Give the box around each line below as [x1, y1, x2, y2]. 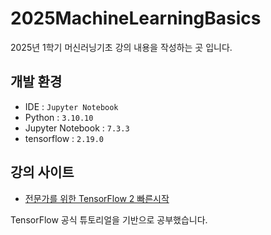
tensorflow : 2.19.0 [24, 132, 104, 144]
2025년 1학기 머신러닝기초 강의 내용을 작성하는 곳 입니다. [10, 41, 233, 53]
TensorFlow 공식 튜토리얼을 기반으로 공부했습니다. [10, 213, 208, 226]
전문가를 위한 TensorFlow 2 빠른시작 [24, 192, 170, 204]
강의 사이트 [10, 164, 75, 181]
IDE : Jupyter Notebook [24, 100, 119, 112]
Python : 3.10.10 [24, 111, 94, 123]
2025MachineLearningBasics [10, 7, 262, 30]
